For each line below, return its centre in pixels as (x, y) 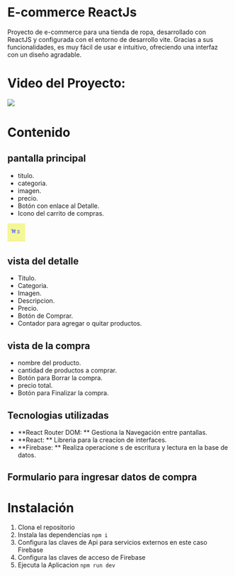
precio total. (35, 386)
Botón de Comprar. (45, 316)
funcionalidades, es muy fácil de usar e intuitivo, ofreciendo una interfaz (113, 47)
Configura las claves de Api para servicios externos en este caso (112, 543)
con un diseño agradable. (45, 55)
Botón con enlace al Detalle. (58, 206)
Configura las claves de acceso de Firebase (81, 558)
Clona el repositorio (46, 527)
